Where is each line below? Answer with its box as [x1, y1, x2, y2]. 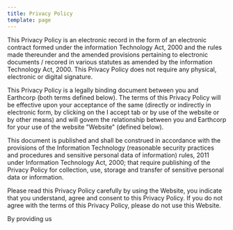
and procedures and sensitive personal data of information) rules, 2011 [7, 150, 210, 159]
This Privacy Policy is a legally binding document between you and [7, 86, 199, 94]
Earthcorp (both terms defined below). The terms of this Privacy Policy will [7, 93, 221, 101]
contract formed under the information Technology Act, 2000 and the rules [7, 43, 223, 51]
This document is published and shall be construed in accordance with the [7, 136, 221, 144]
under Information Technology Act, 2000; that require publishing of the [7, 158, 211, 166]
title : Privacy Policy [7, 10, 73, 17]
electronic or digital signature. [7, 72, 93, 80]
